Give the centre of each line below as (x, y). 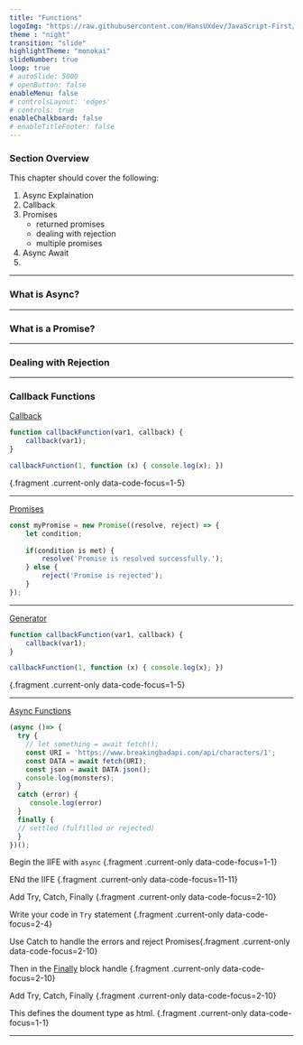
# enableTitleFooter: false (62, 127)
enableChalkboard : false (56, 118)
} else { (42, 568)
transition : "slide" (48, 43)
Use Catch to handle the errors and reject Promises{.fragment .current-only (150, 942)
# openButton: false (48, 85)
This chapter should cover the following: (84, 178)
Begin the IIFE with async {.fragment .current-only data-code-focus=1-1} (143, 862)
